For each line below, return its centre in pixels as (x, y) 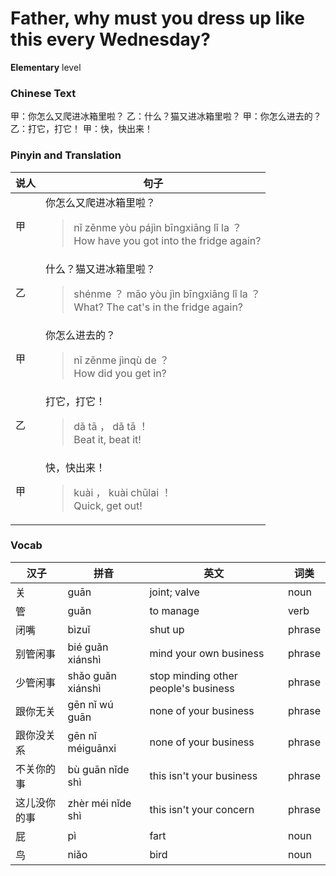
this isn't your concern (202, 809)
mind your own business (207, 653)
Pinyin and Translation (66, 155)
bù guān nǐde (98, 769)
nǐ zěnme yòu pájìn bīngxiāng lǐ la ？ (158, 227)
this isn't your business (203, 775)
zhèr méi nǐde (99, 803)
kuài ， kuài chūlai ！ (122, 492)
